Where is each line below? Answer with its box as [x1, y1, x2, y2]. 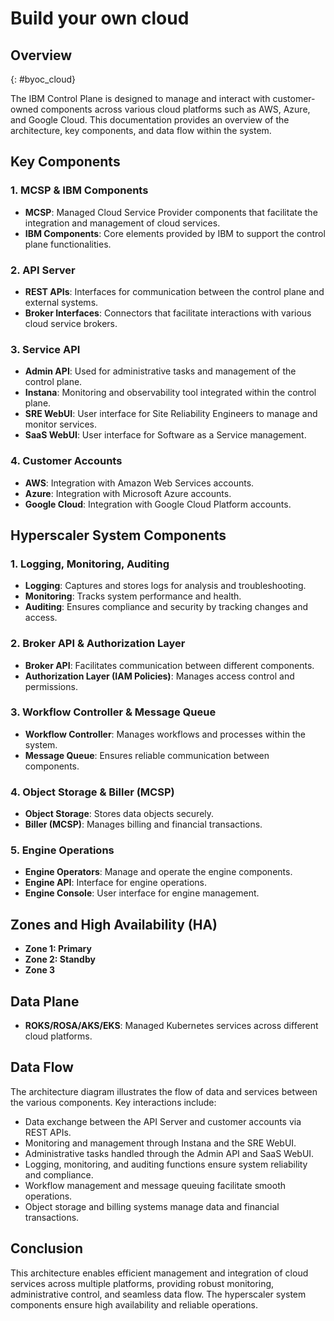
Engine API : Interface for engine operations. [24, 877, 207, 889]
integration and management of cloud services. [24, 217, 221, 229]
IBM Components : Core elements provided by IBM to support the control [24, 227, 326, 239]
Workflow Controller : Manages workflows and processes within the [24, 728, 306, 740]
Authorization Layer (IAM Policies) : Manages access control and [24, 670, 295, 682]
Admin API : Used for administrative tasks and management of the [24, 365, 297, 377]
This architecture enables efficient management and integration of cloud [10, 1267, 309, 1279]
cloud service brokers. [24, 317, 118, 329]
